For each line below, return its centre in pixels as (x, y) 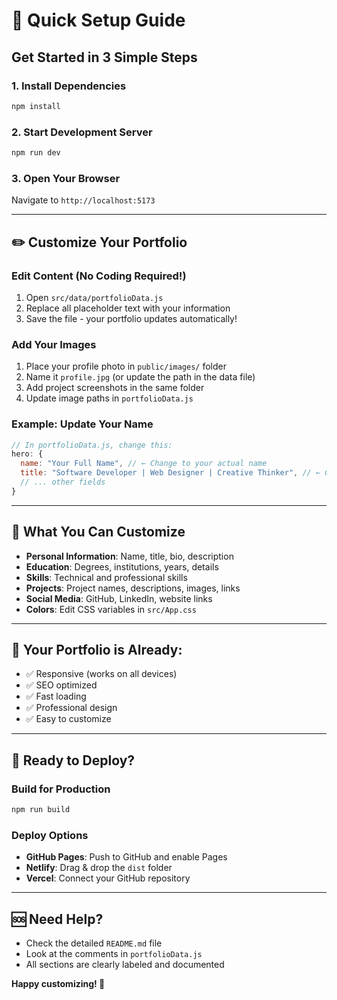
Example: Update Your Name (82, 424)
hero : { (27, 454)
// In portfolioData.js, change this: (92, 445)
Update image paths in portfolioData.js (109, 398)
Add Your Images (54, 344)
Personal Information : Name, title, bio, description (129, 556)
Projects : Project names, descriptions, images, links (133, 588)
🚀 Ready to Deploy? (73, 760)
